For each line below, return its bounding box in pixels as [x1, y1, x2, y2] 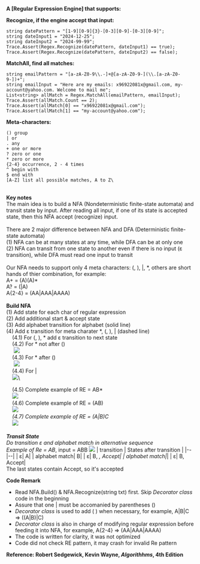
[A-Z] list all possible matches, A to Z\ [6, 177, 114, 183]
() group [6, 130, 28, 136]
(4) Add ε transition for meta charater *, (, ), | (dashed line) [6, 328, 150, 335]
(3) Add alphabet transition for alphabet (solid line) [6, 322, 131, 328]
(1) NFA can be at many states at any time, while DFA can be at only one [6, 239, 183, 245]
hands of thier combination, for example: [6, 271, 107, 277]
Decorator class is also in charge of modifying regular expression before [14, 520, 194, 527]
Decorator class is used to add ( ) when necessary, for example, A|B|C [14, 508, 190, 514]
